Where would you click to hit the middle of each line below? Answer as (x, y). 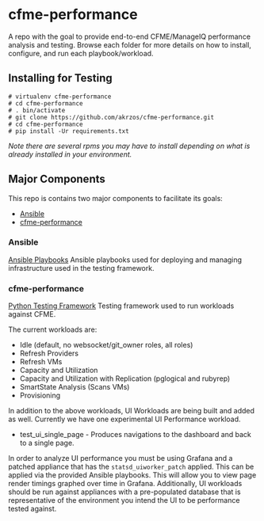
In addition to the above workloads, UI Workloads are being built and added (132, 411)
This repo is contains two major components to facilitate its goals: (116, 198)
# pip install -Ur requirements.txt (69, 131)
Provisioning (40, 396)
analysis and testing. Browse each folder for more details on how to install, (130, 44)
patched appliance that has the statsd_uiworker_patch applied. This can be (131, 467)
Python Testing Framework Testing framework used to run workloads (121, 306)
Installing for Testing (60, 78)
